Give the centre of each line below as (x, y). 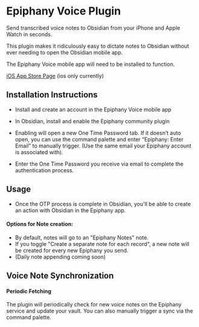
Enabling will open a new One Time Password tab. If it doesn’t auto (98, 133)
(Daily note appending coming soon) (60, 257)
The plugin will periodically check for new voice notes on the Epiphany (94, 305)
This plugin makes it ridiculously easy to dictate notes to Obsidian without (98, 46)
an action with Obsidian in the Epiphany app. (70, 210)
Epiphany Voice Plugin (64, 11)
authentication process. (44, 170)
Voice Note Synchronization (60, 276)
